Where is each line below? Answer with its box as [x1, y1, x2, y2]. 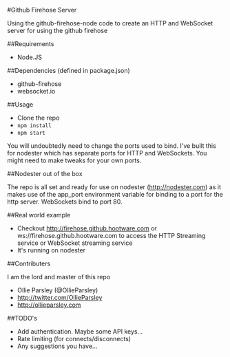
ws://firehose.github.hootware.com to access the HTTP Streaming [17, 232, 206, 239]
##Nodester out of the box [7, 170, 83, 177]
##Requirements [7, 40, 54, 47]
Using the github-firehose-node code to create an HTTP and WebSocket [7, 19, 213, 27]
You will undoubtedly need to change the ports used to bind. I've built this [7, 142, 217, 150]
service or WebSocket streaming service [17, 239, 133, 247]
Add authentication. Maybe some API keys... [17, 327, 143, 336]
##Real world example [7, 211, 71, 219]
